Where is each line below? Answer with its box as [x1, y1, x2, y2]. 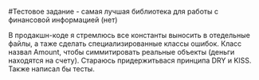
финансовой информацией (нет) [8, 15, 118, 25]
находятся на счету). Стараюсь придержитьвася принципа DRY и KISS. [8, 55, 252, 65]
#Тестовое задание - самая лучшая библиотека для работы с [8, 7, 219, 16]
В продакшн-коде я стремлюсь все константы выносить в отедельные [8, 31, 251, 40]
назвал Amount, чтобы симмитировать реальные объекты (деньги [8, 48, 235, 56]
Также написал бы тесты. [8, 64, 96, 74]
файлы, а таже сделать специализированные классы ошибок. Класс [8, 39, 242, 48]
